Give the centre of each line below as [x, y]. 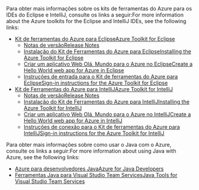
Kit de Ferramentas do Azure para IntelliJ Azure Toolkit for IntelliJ [94, 89]
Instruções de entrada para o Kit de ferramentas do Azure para [101, 77]
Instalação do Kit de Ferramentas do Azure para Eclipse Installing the [107, 51]
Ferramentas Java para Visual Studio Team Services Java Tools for [96, 175]
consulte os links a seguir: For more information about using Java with [91, 151]
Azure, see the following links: [43, 157]
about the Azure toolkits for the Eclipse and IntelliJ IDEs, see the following [96, 21]
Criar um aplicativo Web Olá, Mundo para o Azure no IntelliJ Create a [107, 114]
